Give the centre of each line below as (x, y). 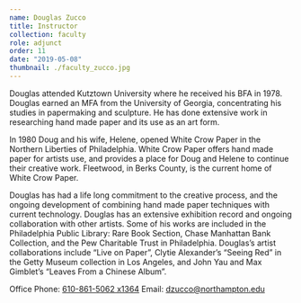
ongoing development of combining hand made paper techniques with (140, 204)
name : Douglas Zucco (48, 18)
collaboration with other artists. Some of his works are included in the (138, 223)
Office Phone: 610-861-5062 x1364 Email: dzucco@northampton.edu (137, 289)
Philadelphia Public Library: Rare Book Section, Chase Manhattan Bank (140, 233)
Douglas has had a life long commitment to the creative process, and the (144, 195)
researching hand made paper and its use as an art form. (115, 121)
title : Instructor (44, 26)
